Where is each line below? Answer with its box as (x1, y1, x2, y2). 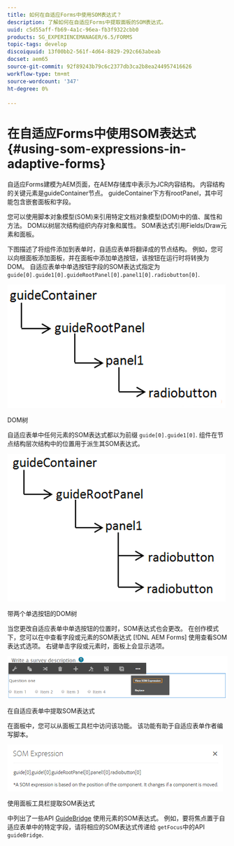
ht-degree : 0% (7, 85, 49, 93)
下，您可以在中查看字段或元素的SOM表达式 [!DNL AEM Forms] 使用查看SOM (7, 633, 228, 641)
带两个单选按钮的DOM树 (7, 610, 78, 618)
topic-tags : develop (7, 41, 68, 48)
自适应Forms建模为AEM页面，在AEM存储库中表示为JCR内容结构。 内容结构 (7, 180, 225, 189)
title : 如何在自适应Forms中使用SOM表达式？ (7, 11, 122, 18)
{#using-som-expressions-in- (7, 141, 187, 157)
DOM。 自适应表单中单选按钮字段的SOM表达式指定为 (7, 263, 161, 271)
